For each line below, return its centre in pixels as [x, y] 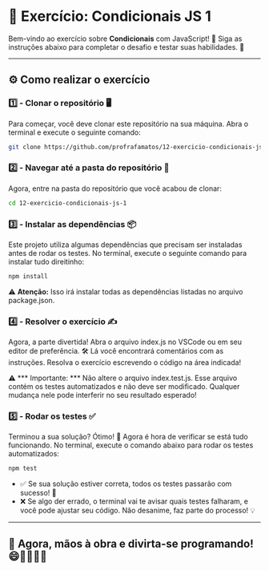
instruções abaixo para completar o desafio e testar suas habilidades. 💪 [126, 47]
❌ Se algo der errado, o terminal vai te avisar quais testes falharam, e [134, 501]
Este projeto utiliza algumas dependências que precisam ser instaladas [125, 245]
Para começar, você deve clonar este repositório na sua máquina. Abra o [128, 124]
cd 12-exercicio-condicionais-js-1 [68, 203]
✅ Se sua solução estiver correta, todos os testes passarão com [126, 484]
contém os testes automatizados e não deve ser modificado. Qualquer [124, 387]
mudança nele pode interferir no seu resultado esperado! [103, 395]
